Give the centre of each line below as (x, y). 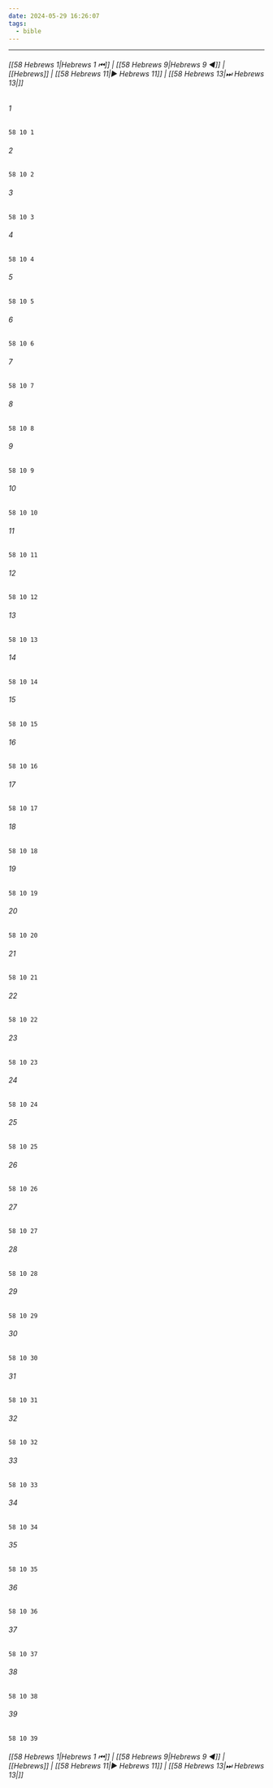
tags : (17, 24)
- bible (29, 31)
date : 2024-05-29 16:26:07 (54, 16)
